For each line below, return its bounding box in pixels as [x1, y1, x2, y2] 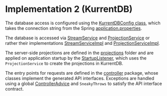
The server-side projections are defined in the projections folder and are [5, 50, 154, 56]
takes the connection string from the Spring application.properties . [5, 25, 142, 31]
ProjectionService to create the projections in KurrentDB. [5, 60, 124, 66]
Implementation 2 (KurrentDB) [5, 3, 133, 15]
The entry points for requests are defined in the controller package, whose [5, 70, 159, 76]
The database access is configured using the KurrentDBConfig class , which [5, 20, 161, 26]
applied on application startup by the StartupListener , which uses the [5, 55, 147, 61]
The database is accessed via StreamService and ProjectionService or [5, 35, 150, 41]
